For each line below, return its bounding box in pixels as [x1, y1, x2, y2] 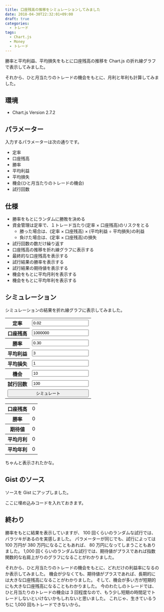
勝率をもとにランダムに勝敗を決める [12, 216, 86, 222]
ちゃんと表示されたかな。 [5, 460, 57, 466]
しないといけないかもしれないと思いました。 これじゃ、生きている [18, 595, 152, 601]
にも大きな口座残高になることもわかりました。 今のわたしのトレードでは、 [5, 583, 157, 589]
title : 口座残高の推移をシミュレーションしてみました [5, 7, 100, 12]
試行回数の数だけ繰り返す [12, 241, 64, 247]
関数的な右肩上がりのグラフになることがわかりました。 [5, 554, 117, 560]
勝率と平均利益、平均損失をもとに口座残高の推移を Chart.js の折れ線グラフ [5, 57, 156, 64]
